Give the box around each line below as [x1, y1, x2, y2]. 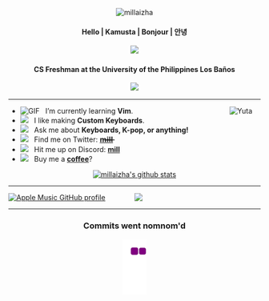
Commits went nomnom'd [82, 220, 187, 231]
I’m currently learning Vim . [45, 106, 134, 116]
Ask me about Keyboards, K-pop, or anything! [34, 125, 189, 135]
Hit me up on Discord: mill [34, 145, 120, 155]
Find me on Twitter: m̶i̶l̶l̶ [34, 134, 114, 144]
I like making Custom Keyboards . [34, 116, 145, 126]
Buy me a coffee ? [34, 155, 93, 164]
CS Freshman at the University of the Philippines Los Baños [34, 64, 235, 74]
